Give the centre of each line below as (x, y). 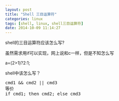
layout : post (19, 10)
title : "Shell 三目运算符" (31, 14)
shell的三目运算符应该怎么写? (35, 43)
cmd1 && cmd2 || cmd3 (31, 83)
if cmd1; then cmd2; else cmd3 (43, 94)
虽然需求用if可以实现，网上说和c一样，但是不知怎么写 (60, 53)
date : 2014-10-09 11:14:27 (33, 28)
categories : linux (24, 19)
